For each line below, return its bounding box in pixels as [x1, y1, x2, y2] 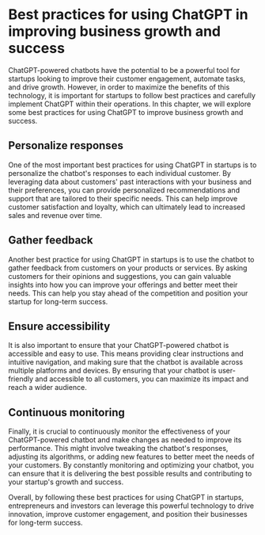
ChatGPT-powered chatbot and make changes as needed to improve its [8, 435, 242, 445]
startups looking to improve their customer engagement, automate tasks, [8, 74, 246, 83]
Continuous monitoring [8, 406, 125, 419]
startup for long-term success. [8, 296, 108, 306]
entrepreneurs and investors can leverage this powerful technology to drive [8, 501, 255, 510]
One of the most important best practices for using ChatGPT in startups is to [8, 160, 257, 170]
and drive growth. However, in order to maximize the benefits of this [8, 82, 230, 92]
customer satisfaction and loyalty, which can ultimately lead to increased [8, 202, 245, 212]
